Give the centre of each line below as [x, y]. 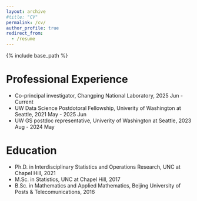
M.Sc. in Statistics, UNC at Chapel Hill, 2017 [67, 179]
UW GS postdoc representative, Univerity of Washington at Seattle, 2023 [103, 120]
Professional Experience [67, 79]
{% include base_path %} [37, 56]
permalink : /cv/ [26, 22]
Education [31, 151]
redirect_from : [25, 33]
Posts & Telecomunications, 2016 [55, 192]
